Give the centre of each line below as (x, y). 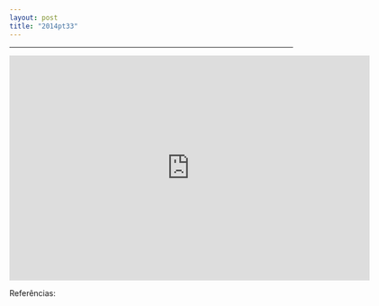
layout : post (34, 18)
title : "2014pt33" (44, 26)
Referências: (33, 292)
